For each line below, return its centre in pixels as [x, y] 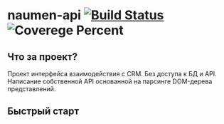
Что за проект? [43, 57]
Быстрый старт [43, 112]
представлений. [32, 89]
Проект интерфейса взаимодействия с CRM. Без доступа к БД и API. [112, 74]
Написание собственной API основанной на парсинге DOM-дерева [110, 81]
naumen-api [44, 15]
